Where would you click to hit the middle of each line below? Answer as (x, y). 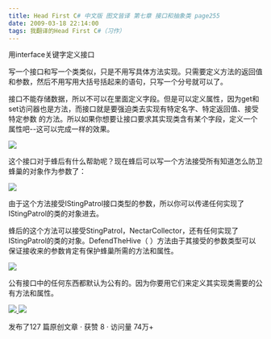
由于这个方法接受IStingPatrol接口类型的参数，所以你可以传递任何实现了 (126, 204)
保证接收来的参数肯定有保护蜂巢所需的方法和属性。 (93, 251)
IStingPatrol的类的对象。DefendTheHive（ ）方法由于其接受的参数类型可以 (132, 241)
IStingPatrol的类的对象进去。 (56, 213)
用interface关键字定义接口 (52, 55)
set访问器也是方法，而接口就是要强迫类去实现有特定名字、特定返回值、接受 (134, 109)
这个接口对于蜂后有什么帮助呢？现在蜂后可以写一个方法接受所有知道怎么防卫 (135, 161)
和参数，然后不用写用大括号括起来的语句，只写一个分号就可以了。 (118, 82)
